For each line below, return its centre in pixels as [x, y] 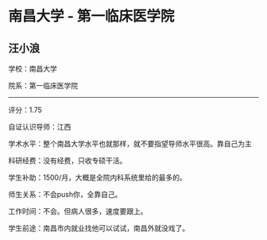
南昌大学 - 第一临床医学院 [91, 16]
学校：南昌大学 [33, 69]
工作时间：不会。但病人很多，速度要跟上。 [78, 211]
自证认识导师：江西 [40, 127]
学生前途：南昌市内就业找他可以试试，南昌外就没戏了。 [99, 228]
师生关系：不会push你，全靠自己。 [65, 194]
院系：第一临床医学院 [43, 85]
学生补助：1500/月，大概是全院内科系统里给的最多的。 [97, 177]
